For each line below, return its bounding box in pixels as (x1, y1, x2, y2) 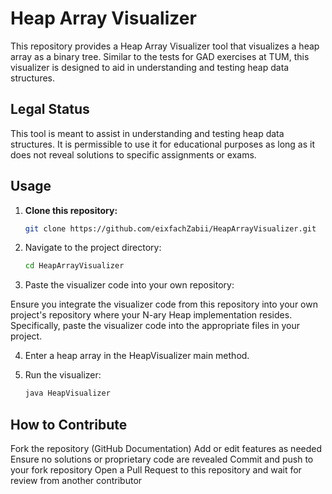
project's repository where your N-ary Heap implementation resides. (10, 309, 293, 321)
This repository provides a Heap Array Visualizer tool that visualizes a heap (10, 40, 320, 52)
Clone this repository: (24, 204, 118, 216)
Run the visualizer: (24, 369, 102, 381)
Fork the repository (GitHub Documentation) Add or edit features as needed (10, 443, 323, 454)
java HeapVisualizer (24, 388, 111, 399)
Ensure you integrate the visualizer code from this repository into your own (10, 298, 318, 311)
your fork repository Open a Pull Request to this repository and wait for (10, 464, 302, 476)
